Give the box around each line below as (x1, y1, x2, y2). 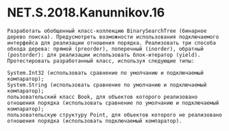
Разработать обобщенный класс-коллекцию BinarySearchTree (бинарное (7, 27, 207, 34)
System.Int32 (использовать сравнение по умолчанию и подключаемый (7, 69, 204, 76)
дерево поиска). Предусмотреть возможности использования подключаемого (7, 33, 219, 40)
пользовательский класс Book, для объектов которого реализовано (7, 93, 197, 100)
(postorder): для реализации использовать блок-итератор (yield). (7, 51, 201, 58)
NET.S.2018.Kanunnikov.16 (7, 5, 165, 21)
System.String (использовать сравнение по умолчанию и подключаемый (7, 81, 207, 88)
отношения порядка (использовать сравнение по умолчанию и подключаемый (7, 99, 219, 106)
